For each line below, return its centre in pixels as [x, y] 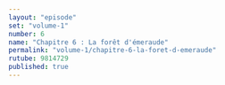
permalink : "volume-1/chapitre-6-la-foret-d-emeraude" [112, 50]
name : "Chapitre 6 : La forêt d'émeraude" [88, 42]
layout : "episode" [42, 17]
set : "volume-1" [38, 26]
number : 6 [27, 34]
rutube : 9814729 [38, 58]
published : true [38, 67]
